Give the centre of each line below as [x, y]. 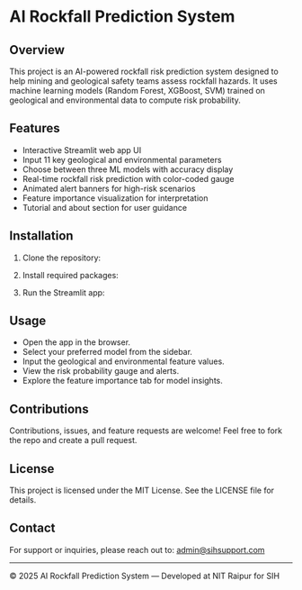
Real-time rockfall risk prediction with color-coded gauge [128, 178]
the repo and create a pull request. [73, 440]
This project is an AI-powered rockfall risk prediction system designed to [144, 71]
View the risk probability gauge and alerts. [101, 371]
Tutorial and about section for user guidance [104, 207]
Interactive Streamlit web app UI [82, 150]
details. [23, 500]
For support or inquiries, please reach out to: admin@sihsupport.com [137, 549]
